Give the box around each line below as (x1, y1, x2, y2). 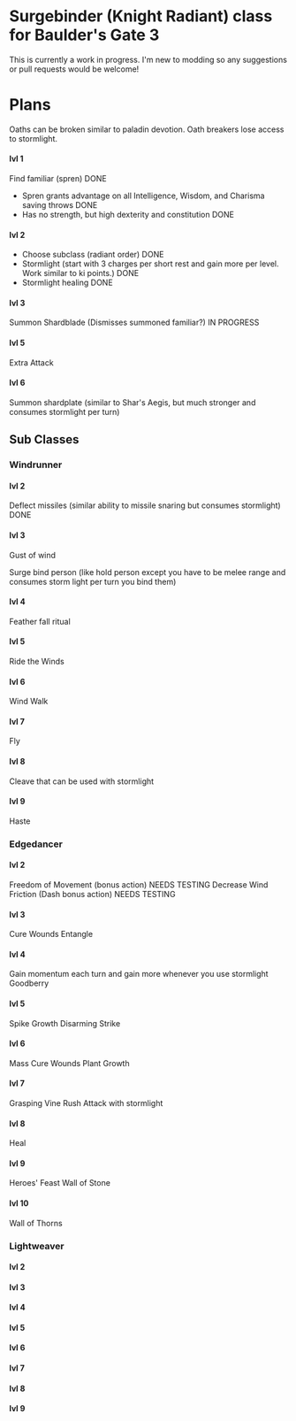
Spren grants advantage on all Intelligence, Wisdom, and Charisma (21, 190, 265, 201)
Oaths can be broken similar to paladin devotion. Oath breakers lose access (9, 124, 285, 134)
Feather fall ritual (9, 616, 71, 626)
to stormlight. (9, 133, 58, 143)
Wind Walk (9, 696, 49, 707)
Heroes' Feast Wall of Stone (9, 1178, 110, 1188)
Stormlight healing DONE (21, 277, 113, 288)
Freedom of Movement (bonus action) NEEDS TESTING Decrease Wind (9, 879, 269, 890)
